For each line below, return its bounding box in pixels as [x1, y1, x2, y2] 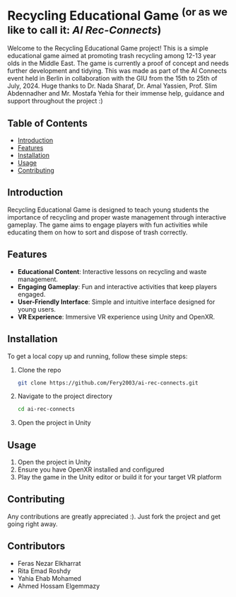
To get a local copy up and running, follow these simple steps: [7, 352, 188, 360]
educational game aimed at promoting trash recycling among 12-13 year [7, 52, 217, 60]
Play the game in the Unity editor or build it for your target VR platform [17, 473, 222, 482]
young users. [17, 305, 57, 313]
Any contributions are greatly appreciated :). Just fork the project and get [7, 512, 221, 521]
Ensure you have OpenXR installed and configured [17, 465, 165, 474]
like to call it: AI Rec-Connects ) [7, 23, 162, 37]
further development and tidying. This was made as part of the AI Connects [7, 67, 228, 75]
